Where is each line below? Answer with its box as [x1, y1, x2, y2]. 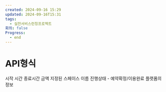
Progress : [5, 30, 26, 35]
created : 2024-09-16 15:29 [5, 7, 61, 12]
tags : [5, 16, 16, 21]
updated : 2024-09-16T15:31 [5, 12, 61, 17]
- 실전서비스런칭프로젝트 [9, 21, 52, 26]
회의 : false [5, 26, 28, 31]
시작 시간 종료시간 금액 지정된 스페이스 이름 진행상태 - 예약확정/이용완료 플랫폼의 [5, 75, 162, 81]
